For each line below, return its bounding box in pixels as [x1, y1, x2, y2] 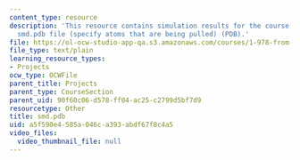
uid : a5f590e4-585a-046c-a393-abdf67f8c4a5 [9, 121, 174, 130]
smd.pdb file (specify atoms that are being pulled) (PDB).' [17, 29, 250, 38]
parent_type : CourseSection [9, 87, 114, 96]
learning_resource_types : [9, 54, 105, 63]
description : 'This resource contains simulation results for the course [9, 21, 290, 30]
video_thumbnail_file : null [17, 137, 122, 146]
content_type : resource [9, 12, 98, 22]
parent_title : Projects [9, 79, 98, 88]
